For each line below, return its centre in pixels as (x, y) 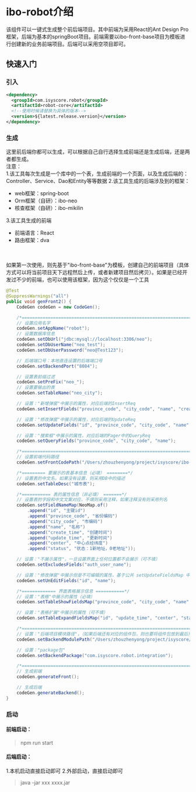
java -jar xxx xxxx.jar (45, 783)
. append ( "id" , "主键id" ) (56, 511)
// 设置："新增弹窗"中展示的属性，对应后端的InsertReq (76, 404)
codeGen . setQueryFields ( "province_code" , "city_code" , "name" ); (96, 441)
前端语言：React (34, 233)
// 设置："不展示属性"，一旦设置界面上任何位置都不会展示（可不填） (88, 559)
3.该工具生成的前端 (29, 220)
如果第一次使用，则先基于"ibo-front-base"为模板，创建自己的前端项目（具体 (98, 265)
